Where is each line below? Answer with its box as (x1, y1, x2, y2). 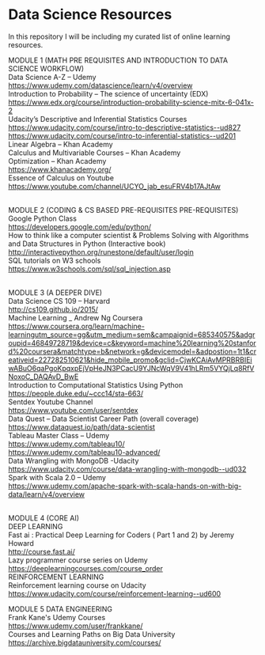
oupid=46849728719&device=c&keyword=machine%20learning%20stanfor (8, 338, 257, 347)
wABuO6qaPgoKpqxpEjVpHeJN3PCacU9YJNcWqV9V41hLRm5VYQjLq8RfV (8, 363, 255, 373)
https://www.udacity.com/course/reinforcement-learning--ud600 (8, 589, 221, 598)
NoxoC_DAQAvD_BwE (8, 372, 79, 381)
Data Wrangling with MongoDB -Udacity (8, 456, 139, 465)
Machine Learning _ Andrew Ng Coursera (8, 312, 143, 322)
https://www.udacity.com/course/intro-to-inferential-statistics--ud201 (8, 131, 236, 140)
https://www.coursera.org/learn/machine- (8, 321, 145, 331)
